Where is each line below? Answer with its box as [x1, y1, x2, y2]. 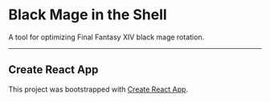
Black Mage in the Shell [8, 6, 167, 24]
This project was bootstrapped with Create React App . [8, 84, 189, 94]
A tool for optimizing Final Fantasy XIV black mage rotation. [8, 32, 205, 42]
